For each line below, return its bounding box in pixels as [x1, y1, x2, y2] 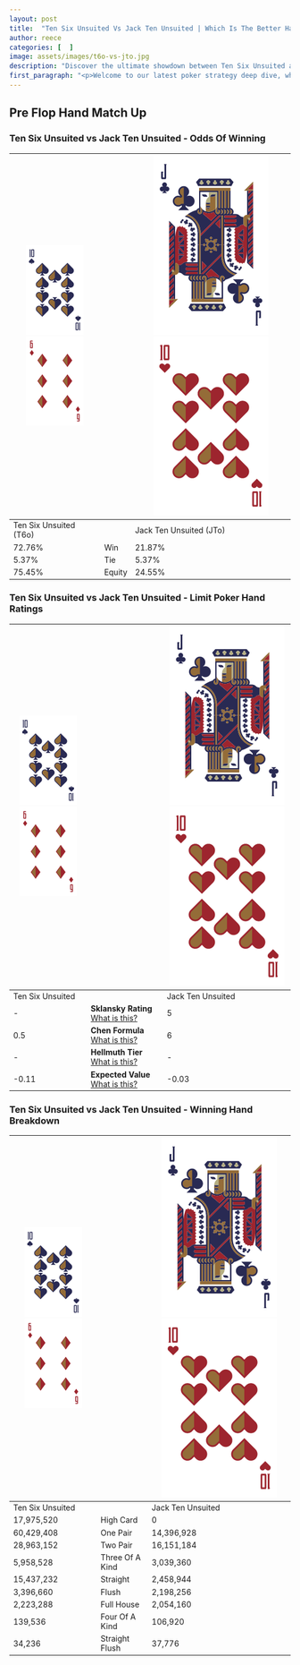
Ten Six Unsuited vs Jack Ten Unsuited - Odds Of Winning [9, 132, 266, 145]
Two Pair [100, 1540, 133, 1550]
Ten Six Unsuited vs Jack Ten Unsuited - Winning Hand [9, 1104, 254, 1116]
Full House [100, 1599, 140, 1609]
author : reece [9, 33, 62, 42]
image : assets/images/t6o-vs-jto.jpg [9, 52, 150, 62]
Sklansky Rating [90, 1003, 153, 1013]
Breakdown [9, 1114, 60, 1127]
